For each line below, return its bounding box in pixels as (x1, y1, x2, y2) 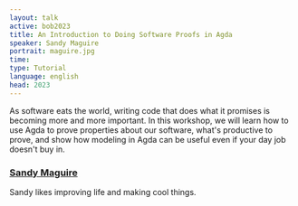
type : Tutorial (9, 64, 67, 73)
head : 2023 (9, 80, 51, 89)
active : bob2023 (9, 22, 71, 31)
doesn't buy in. (9, 144, 65, 154)
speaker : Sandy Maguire (9, 38, 100, 48)
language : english (9, 72, 79, 81)
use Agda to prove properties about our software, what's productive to (9, 124, 274, 136)
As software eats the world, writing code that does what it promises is (9, 105, 270, 116)
